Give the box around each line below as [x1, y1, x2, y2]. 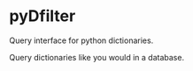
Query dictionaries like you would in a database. [9, 52, 184, 62]
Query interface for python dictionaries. [9, 35, 154, 46]
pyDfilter [9, 6, 76, 26]
